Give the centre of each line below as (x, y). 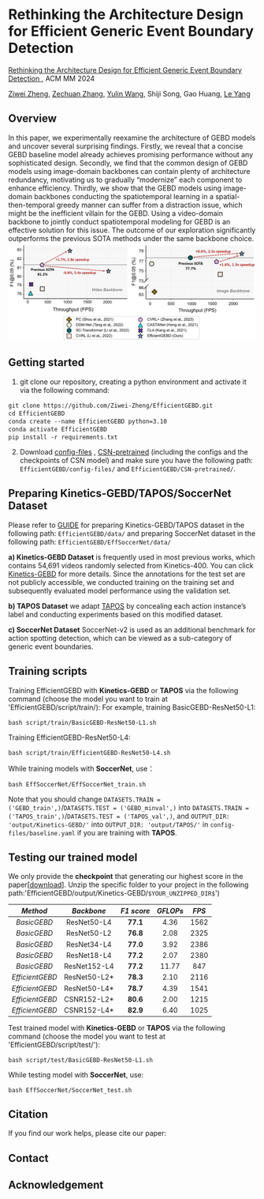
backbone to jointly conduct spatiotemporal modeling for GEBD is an (119, 221)
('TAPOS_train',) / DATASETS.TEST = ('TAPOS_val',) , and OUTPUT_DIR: (119, 816)
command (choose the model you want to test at (87, 1036)
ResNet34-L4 (89, 944)
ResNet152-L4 (89, 967)
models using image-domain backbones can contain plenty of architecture (129, 171)
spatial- (228, 196)
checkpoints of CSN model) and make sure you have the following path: (136, 460)
